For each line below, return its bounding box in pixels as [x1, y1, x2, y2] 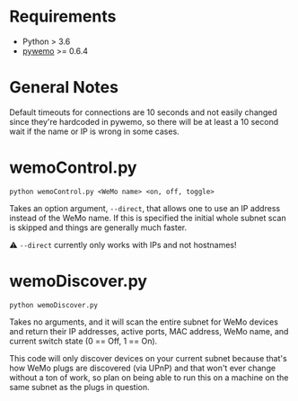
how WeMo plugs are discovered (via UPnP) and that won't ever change [9, 362, 276, 373]
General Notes [9, 77, 119, 98]
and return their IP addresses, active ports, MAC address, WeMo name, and [9, 325, 289, 336]
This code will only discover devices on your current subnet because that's [9, 352, 287, 363]
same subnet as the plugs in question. [9, 381, 150, 392]
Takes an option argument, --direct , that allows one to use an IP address [9, 202, 281, 213]
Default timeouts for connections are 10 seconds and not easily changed [9, 106, 278, 118]
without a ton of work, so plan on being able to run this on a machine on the [9, 371, 289, 383]
